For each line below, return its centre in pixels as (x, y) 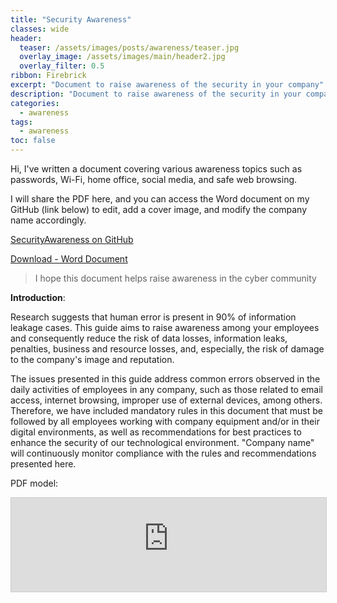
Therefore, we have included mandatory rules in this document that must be (166, 410)
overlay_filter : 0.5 (62, 66)
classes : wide (40, 29)
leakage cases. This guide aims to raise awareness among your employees (165, 327)
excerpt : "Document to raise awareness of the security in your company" (167, 85)
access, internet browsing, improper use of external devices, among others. (166, 400)
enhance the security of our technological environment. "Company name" (162, 442)
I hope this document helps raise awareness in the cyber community (175, 278)
